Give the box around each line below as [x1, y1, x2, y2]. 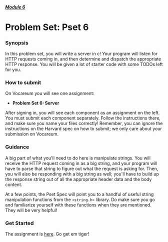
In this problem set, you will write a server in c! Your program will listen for [5, 50, 158, 57]
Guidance [5, 143, 29, 150]
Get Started [5, 219, 34, 226]
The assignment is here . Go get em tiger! [5, 230, 89, 237]
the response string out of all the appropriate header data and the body [5, 176, 152, 182]
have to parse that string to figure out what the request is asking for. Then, [5, 165, 158, 171]
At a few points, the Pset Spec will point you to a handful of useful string [5, 191, 154, 197]
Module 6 [5, 4, 25, 10]
